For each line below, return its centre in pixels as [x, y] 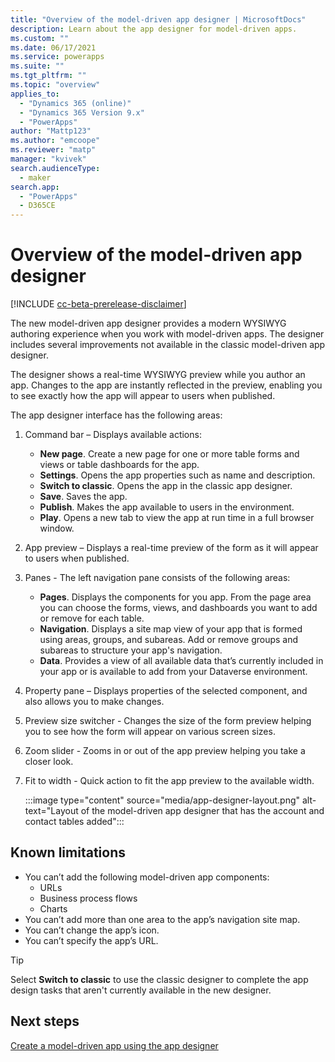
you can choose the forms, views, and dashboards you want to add [178, 608]
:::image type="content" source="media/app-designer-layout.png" [162, 800]
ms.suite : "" [37, 66]
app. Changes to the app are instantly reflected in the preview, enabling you [166, 385]
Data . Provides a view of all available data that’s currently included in [181, 661]
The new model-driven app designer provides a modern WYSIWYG [148, 323]
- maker [35, 177]
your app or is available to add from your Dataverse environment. [173, 672]
